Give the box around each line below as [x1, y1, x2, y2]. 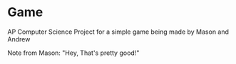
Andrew [7, 34, 31, 43]
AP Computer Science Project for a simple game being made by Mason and [7, 27, 230, 36]
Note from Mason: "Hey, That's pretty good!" [7, 49, 140, 57]
